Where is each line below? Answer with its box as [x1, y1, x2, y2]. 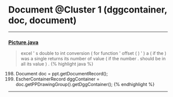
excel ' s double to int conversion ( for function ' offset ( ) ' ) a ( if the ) [20, 50, 166, 56]
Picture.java [8, 39, 39, 46]
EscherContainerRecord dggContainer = [15, 76, 100, 82]
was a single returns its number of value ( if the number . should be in [20, 56, 166, 62]
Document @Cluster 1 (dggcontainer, [8, 4, 167, 16]
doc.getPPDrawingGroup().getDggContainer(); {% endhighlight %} [15, 81, 155, 87]
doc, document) [8, 15, 77, 26]
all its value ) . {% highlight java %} [20, 61, 94, 67]
